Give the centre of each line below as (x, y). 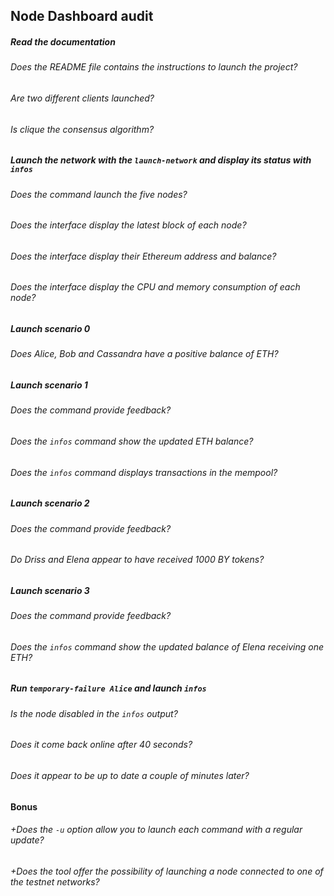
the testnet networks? (55, 881)
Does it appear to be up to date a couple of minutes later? (130, 775)
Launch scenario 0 (50, 328)
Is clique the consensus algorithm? (82, 129)
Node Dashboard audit (82, 16)
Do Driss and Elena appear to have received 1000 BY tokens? (137, 560)
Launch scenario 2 (50, 503)
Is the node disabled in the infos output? (94, 713)
